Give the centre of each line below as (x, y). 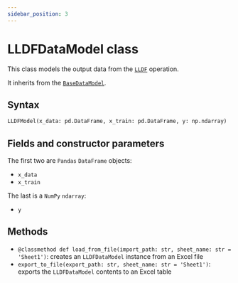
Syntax (23, 105)
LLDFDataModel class (73, 49)
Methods (28, 232)
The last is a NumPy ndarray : (47, 196)
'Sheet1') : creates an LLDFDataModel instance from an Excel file (110, 256)
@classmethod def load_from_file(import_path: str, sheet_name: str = (124, 250)
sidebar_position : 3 (38, 14)
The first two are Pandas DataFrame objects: (70, 161)
